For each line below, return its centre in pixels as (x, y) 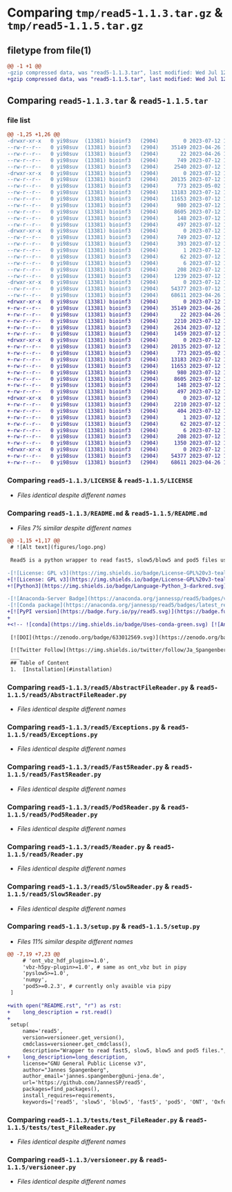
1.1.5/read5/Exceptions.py (52, 735)
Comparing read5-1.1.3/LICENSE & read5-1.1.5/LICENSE (100, 480)
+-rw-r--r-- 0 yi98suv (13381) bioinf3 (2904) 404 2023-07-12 (114, 411)
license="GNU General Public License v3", (85, 1063)
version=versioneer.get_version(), (74, 1038)
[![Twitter (26, 650)
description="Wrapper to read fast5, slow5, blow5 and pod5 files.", (125, 1050)
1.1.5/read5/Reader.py (45, 854)
